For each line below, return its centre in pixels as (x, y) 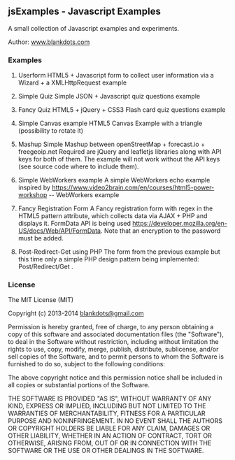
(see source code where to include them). (78, 166)
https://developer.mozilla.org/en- (180, 224)
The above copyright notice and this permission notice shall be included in (115, 378)
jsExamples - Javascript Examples (85, 12)
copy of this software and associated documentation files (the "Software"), (116, 334)
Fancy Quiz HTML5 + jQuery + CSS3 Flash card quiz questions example (122, 110)
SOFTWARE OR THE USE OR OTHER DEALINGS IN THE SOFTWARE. (106, 451)
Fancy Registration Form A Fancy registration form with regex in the (115, 208)
